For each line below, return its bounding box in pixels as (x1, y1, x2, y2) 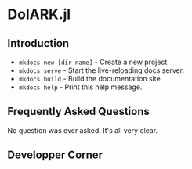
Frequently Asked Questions (7, 105, 150, 118)
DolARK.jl (7, 5, 71, 23)
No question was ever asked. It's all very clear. (7, 125, 158, 135)
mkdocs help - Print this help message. (18, 82, 143, 92)
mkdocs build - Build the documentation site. (18, 74, 163, 83)
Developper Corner (7, 149, 103, 162)
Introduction (7, 37, 70, 50)
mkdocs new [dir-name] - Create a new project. (18, 57, 169, 67)
